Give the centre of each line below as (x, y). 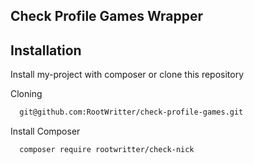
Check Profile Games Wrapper (106, 16)
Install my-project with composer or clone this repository (127, 75)
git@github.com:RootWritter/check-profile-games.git (131, 112)
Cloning (26, 94)
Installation (46, 50)
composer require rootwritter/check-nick (107, 150)
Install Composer (45, 131)
